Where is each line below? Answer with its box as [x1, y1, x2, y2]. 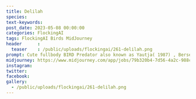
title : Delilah [6, 8, 43, 15]
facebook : [6, 73, 30, 79]
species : [6, 14, 27, 20]
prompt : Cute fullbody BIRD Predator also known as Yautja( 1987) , [6, 52, 176, 58]
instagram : [6, 62, 33, 69]
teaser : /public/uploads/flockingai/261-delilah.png [11, 47, 153, 52]
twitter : [6, 68, 27, 74]
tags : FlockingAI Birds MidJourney [6, 36, 93, 41]
